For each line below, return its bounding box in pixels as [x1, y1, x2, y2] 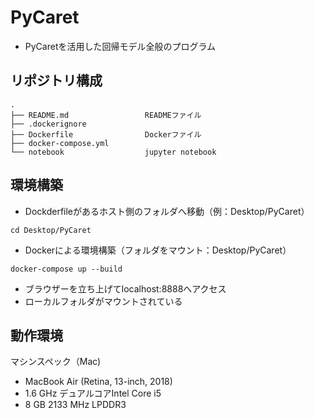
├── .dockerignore [10, 119, 87, 129]
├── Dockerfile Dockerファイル [10, 129, 202, 140]
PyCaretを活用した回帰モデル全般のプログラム [24, 40, 217, 52]
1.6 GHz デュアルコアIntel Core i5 [24, 387, 162, 400]
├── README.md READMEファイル [10, 110, 202, 120]
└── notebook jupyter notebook [10, 147, 217, 157]
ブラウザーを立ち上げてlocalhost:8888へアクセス [24, 282, 227, 295]
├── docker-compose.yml [10, 138, 110, 148]
